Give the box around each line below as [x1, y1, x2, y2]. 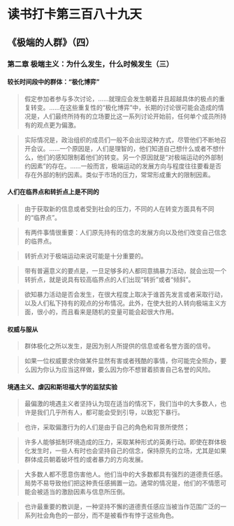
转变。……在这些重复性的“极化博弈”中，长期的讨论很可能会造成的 [30, 103, 219, 112]
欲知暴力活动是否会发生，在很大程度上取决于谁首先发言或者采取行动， [24, 290, 227, 298]
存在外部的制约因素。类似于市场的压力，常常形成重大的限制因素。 [24, 170, 214, 179]
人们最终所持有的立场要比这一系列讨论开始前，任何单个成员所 [43, 112, 221, 120]
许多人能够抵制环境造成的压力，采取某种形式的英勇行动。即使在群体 [24, 438, 221, 446]
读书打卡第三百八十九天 [7, 6, 142, 22]
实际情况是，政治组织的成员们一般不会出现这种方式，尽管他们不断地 [24, 136, 221, 144]
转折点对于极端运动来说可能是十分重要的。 [24, 251, 147, 260]
